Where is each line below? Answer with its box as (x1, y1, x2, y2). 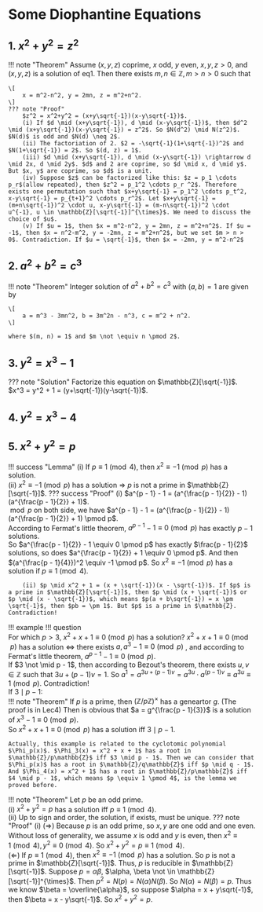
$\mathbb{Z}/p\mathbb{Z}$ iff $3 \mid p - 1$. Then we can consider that (8, 753, 255, 761)
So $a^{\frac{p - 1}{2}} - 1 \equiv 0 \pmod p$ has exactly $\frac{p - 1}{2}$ (8, 540, 249, 549)
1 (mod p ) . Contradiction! (8, 678, 90, 688)
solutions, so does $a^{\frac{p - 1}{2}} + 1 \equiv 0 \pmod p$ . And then (8, 548, 239, 558)
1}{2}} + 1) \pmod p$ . (49, 513, 119, 523)
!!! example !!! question (8, 623, 82, 632)
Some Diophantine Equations (8, 5, 202, 24)
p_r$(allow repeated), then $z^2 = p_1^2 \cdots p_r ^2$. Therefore (8, 181, 237, 189)
